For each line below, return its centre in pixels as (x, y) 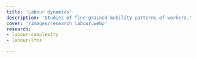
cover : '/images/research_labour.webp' (57, 23)
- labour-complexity (33, 35)
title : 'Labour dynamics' (39, 12)
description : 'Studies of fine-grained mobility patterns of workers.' (99, 18)
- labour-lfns (24, 40)
